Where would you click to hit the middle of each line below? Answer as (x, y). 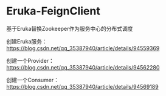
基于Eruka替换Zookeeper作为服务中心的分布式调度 (70, 28)
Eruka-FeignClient (53, 11)
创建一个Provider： (30, 60)
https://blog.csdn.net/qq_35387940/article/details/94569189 (83, 86)
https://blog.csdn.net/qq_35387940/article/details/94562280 (83, 67)
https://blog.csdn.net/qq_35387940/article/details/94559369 (83, 48)
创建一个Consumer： (33, 80)
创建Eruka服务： (27, 41)
